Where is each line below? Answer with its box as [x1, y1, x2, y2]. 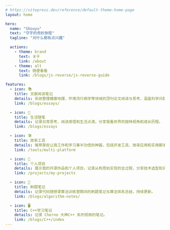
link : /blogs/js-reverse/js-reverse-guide [18, 73, 110, 78]
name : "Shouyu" [10, 26, 42, 31]
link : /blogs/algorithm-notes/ [14, 194, 80, 199]
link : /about [18, 59, 47, 64]
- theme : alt [14, 63, 42, 68]
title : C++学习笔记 [14, 208, 52, 213]
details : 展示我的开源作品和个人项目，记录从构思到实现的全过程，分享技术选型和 [14, 166, 163, 171]
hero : [5, 21, 17, 26]
